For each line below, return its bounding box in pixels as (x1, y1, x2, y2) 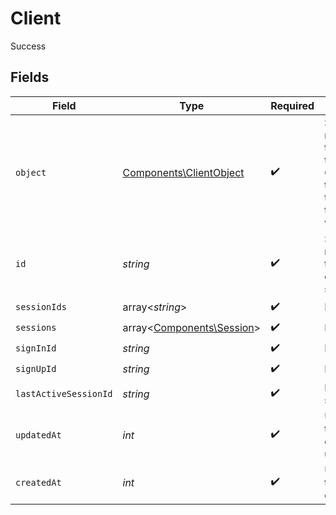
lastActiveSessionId (15, 388, 113, 399)
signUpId (15, 363, 57, 375)
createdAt (15, 477, 62, 488)
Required (270, 98, 315, 112)
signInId (15, 343, 57, 354)
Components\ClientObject (122, 165, 245, 179)
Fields (10, 69, 50, 86)
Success (10, 40, 47, 52)
